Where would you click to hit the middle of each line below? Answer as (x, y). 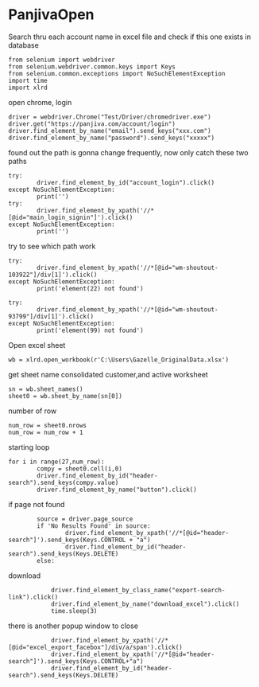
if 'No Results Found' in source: (94, 526)
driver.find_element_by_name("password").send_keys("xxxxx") (112, 138)
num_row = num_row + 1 (46, 432)
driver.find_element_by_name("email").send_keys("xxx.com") (110, 131)
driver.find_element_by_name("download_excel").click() (145, 604)
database (24, 45)
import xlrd (28, 88)
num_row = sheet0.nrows (48, 425)
